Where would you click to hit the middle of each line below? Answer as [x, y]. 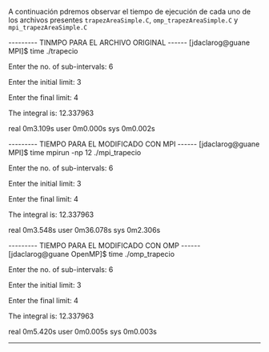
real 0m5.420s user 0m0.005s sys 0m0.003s [83, 332]
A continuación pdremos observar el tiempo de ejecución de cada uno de [129, 12]
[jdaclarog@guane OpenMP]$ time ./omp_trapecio [91, 254]
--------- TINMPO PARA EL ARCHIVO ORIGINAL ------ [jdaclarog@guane [129, 42]
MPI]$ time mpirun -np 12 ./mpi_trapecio [75, 152]
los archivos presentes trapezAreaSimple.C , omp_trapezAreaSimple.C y [123, 20]
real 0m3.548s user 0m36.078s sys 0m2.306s [84, 230]
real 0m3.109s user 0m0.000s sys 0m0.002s [82, 128]
